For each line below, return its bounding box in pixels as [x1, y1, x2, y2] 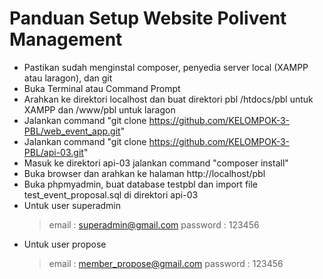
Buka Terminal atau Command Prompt [23, 82, 181, 94]
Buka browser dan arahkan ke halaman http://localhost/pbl [23, 167, 266, 179]
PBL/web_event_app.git [23, 125, 121, 137]
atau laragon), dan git [23, 72, 113, 84]
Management [9, 28, 123, 51]
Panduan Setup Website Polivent [9, 7, 287, 30]
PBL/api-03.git [23, 146, 84, 158]
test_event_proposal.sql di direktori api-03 [23, 188, 199, 201]
